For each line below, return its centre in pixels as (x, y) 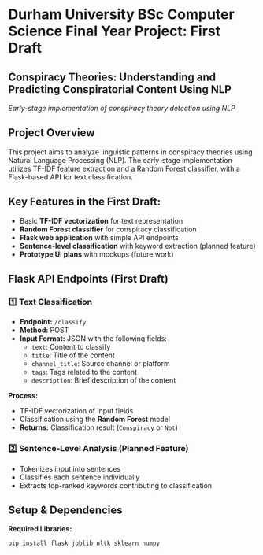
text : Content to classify (71, 347)
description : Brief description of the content (104, 380)
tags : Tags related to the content (84, 372)
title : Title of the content (73, 355)
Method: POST (44, 330)
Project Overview (52, 133)
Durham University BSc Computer (121, 15)
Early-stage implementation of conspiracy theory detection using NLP (122, 108)
